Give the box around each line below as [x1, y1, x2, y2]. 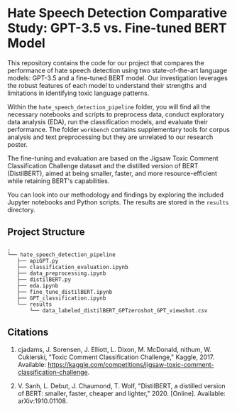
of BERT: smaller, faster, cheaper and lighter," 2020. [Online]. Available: [17, 389, 226, 398]
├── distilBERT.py [16, 275, 72, 283]
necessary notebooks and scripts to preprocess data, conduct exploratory [7, 110, 225, 119]
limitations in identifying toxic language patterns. [7, 89, 150, 97]
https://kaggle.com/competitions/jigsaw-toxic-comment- [47, 360, 214, 368]
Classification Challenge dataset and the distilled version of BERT [7, 161, 199, 170]
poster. [7, 140, 28, 148]
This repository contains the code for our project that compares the [7, 58, 204, 67]
